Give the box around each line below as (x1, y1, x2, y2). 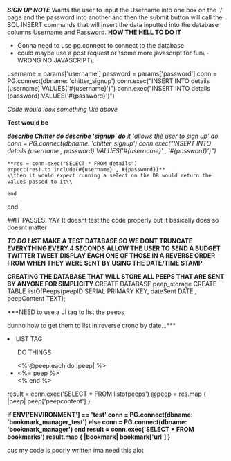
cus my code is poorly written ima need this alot (7, 446, 144, 454)
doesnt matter (7, 223, 47, 232)
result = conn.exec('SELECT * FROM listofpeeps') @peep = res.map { (7, 390, 206, 398)
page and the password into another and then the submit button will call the (7, 13, 223, 21)
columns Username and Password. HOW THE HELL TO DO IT (7, 28, 182, 36)
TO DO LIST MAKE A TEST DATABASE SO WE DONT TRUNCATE (7, 237, 193, 245)
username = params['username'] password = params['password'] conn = (7, 69, 217, 78)
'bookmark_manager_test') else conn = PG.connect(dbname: (7, 418, 187, 426)
